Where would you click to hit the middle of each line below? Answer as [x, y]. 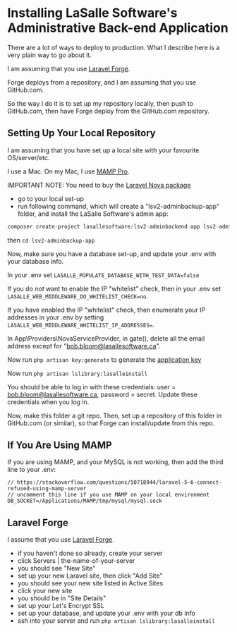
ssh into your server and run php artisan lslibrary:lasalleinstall [116, 621]
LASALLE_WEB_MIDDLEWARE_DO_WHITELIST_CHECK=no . [78, 296]
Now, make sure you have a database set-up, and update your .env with [112, 254]
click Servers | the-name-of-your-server [76, 561]
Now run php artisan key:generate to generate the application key [104, 359]
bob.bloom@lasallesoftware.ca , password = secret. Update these [102, 394]
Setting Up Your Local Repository [82, 133]
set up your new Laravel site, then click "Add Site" [90, 576]
